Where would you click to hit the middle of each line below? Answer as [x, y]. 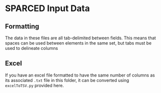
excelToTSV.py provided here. [35, 85]
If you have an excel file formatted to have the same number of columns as [80, 75]
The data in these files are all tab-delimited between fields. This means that [80, 38]
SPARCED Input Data [47, 8]
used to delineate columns [32, 48]
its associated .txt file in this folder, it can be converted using [67, 80]
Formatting [22, 26]
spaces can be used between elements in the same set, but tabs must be [78, 43]
